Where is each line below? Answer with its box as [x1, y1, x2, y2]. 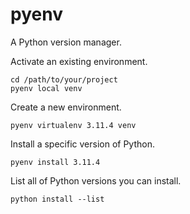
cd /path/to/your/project [10, 74, 118, 85]
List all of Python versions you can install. [10, 174, 182, 187]
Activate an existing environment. [10, 55, 148, 67]
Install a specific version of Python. [10, 138, 155, 150]
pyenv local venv [10, 83, 83, 93]
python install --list [10, 194, 105, 204]
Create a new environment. [10, 101, 122, 113]
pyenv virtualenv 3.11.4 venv [10, 120, 137, 130]
